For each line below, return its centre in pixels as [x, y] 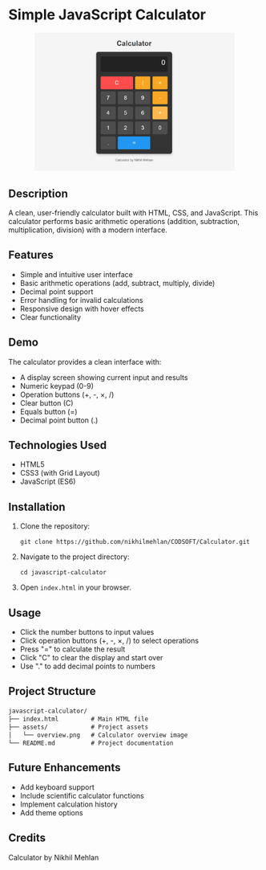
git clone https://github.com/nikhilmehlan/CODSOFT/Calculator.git [135, 542]
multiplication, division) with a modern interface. [88, 230]
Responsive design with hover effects [82, 308]
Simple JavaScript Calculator [107, 15]
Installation [37, 506]
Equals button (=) [48, 411]
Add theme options [51, 812]
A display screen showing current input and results [104, 377]
